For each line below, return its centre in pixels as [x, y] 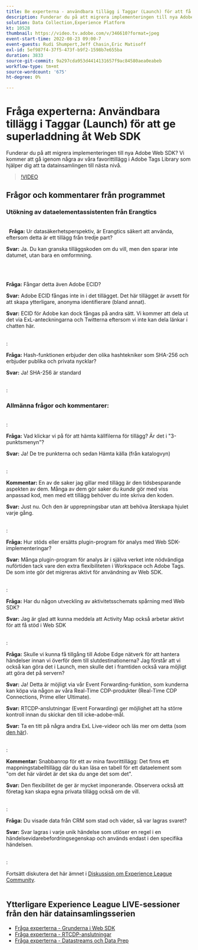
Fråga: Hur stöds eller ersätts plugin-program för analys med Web [86, 542]
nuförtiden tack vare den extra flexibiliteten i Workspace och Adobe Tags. [95, 566]
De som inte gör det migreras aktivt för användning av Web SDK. [85, 572]
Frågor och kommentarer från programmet [86, 195]
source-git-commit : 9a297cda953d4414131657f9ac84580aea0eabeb [84, 61]
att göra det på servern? [35, 673]
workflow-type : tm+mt [33, 66]
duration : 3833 [25, 55]
